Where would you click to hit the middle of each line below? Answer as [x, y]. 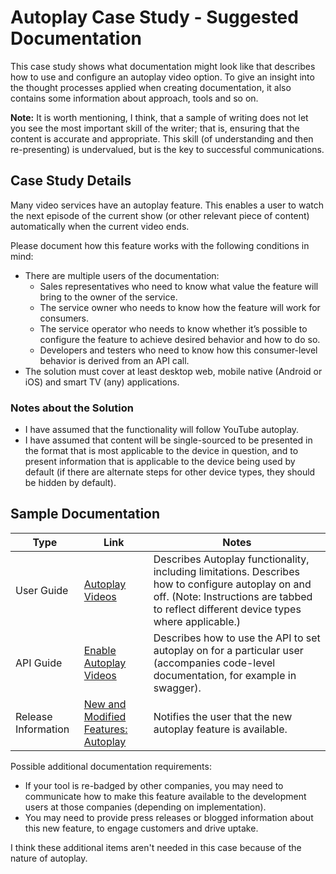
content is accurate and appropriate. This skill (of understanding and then [162, 138]
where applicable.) [197, 621]
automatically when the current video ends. [100, 226]
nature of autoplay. [49, 858]
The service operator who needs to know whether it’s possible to [173, 328]
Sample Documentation [85, 514]
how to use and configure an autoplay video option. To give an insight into [162, 77]
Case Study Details [71, 181]
